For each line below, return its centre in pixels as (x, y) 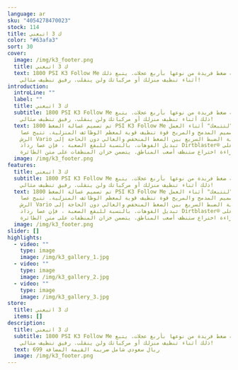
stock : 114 (23, 27)
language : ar (27, 14)
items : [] (28, 317)
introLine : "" (34, 93)
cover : (17, 54)
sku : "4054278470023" (39, 21)
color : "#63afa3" (33, 40)
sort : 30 (20, 47)
